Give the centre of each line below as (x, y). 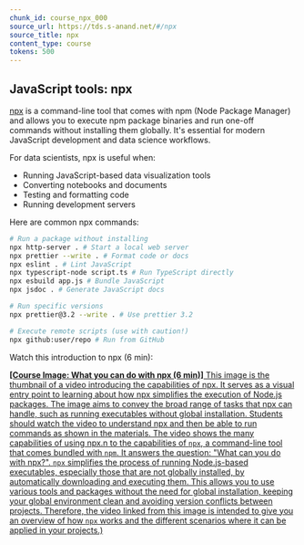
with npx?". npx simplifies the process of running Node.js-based (129, 462)
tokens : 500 (32, 52)
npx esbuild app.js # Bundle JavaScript (87, 281)
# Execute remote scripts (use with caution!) (99, 331)
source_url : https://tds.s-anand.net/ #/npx (93, 26)
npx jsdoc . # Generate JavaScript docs (87, 290)
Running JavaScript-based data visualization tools (117, 175)
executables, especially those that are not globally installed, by (127, 472)
